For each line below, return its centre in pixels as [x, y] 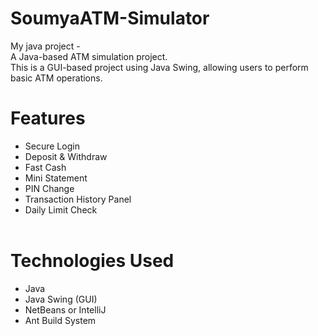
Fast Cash [45, 167]
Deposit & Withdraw [66, 156]
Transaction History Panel [78, 199]
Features [48, 118]
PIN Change [49, 188]
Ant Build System [60, 320]
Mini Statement [56, 178]
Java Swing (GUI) [61, 299]
